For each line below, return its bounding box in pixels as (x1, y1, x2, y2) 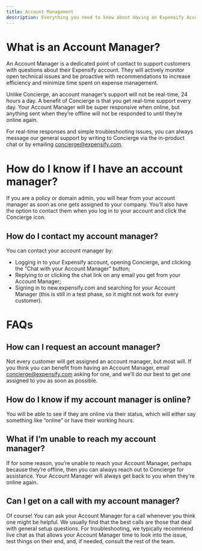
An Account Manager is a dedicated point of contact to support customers (6, 60, 191, 67)
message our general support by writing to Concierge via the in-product (6, 135, 185, 142)
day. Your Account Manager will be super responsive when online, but (6, 103, 180, 111)
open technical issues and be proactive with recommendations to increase (6, 73, 191, 80)
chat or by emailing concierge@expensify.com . (6, 141, 123, 148)
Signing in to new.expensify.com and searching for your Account (14, 284, 176, 291)
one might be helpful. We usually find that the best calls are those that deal (6, 518, 192, 526)
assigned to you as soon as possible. (6, 377, 98, 385)
